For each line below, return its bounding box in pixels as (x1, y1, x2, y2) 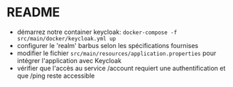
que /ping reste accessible (16, 71, 95, 80)
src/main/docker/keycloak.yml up (16, 35, 116, 42)
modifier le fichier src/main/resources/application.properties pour (16, 49, 217, 57)
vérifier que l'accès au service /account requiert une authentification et (16, 64, 226, 72)
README (6, 4, 60, 21)
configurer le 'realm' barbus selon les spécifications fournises (16, 41, 199, 50)
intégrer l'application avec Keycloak (16, 56, 122, 64)
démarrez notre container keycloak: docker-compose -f (16, 28, 178, 36)
